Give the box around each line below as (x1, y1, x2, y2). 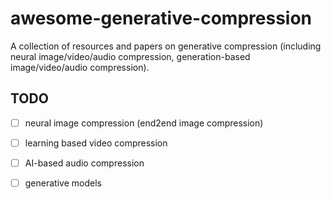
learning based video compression (24, 137, 168, 149)
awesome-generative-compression (10, 7, 313, 30)
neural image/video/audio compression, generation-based (10, 50, 251, 62)
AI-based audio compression (24, 157, 145, 169)
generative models (24, 177, 102, 189)
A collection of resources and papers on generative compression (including (10, 40, 322, 52)
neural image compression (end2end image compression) (24, 117, 264, 129)
